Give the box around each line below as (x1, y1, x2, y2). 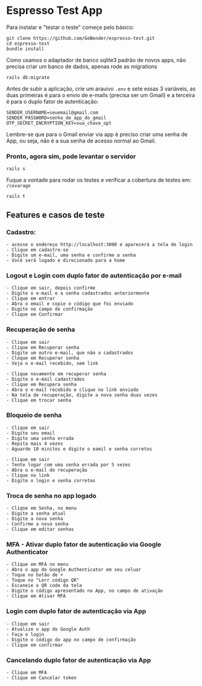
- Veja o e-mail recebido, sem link (6, 360, 98, 366)
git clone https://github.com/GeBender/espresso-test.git (6, 35, 155, 41)
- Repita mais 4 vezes (6, 440, 63, 446)
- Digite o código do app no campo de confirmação (6, 637, 136, 643)
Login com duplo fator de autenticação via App (6, 607, 147, 615)
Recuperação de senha (6, 325, 75, 334)
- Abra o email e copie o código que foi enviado (6, 301, 134, 307)
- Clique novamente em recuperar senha (6, 370, 107, 377)
